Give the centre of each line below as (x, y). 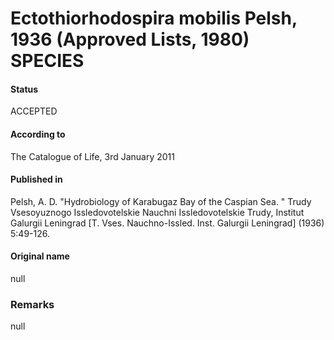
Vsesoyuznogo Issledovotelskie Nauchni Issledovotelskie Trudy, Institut (157, 212)
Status (24, 89)
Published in (36, 179)
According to (38, 134)
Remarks (32, 304)
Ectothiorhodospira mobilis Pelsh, (154, 18)
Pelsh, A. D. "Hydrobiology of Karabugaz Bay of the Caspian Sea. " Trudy (161, 201)
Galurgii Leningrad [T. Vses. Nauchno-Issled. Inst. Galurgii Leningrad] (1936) (167, 223)
